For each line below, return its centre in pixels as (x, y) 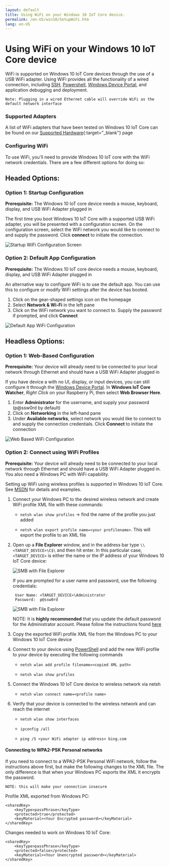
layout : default (22, 10)
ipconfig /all (35, 729)
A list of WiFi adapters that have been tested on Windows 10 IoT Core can (81, 128)
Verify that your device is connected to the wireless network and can (84, 703)
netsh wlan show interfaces (49, 719)
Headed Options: (33, 179)
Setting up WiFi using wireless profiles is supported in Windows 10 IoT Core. (84, 484)
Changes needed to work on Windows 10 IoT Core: (58, 832)
